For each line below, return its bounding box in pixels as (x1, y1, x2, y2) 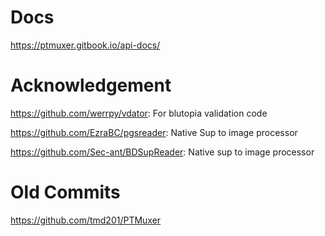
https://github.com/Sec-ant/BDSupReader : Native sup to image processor (10, 146, 315, 158)
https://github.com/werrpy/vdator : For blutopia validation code (10, 107, 268, 119)
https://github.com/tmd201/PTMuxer (10, 214, 162, 226)
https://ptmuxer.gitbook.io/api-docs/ (10, 39, 161, 51)
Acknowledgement (10, 74, 172, 97)
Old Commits (10, 181, 121, 204)
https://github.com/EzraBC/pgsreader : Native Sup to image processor (10, 126, 298, 138)
